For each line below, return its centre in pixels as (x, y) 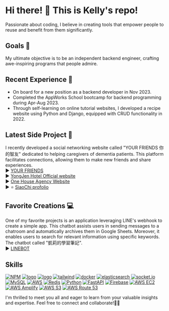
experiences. (19, 165)
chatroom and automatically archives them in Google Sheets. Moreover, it (82, 232)
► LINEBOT (17, 248)
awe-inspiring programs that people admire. (52, 64)
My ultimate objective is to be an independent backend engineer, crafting (82, 58)
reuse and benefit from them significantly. (49, 30)
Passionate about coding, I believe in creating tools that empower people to (85, 24)
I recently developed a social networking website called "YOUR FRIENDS (82, 148)
